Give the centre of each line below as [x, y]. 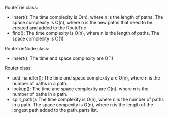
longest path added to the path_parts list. [55, 110]
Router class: [19, 68]
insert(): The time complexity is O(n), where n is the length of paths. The [88, 17]
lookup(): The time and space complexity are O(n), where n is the [80, 89]
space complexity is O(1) [38, 38]
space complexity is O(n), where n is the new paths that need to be [82, 23]
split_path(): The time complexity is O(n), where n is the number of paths [88, 99]
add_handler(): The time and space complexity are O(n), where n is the [86, 78]
